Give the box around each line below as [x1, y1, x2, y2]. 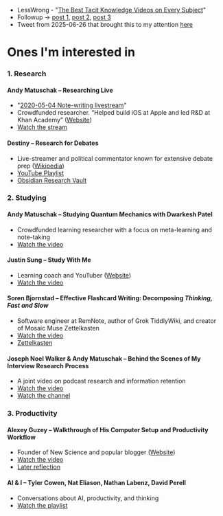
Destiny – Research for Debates [7, 139, 99, 147]
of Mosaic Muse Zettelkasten [16, 324, 99, 333]
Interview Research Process [7, 361, 89, 370]
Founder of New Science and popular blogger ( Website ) [16, 448, 176, 456]
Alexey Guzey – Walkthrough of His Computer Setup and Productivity [7, 425, 209, 434]
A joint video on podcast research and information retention [16, 377, 187, 385]
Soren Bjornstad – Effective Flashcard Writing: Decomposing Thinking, [7, 294, 213, 302]
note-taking [16, 233, 50, 241]
